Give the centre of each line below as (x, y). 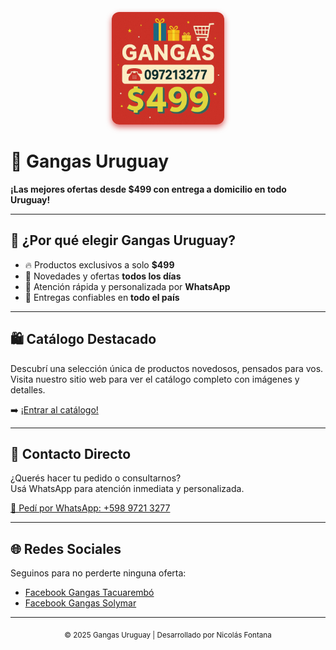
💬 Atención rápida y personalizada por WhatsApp (127, 286)
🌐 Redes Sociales (66, 548)
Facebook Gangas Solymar (80, 603)
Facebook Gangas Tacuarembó (89, 593)
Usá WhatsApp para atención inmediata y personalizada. (127, 489)
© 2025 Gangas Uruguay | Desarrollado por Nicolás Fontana (168, 635)
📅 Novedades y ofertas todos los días (103, 276)
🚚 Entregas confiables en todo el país (102, 297)
